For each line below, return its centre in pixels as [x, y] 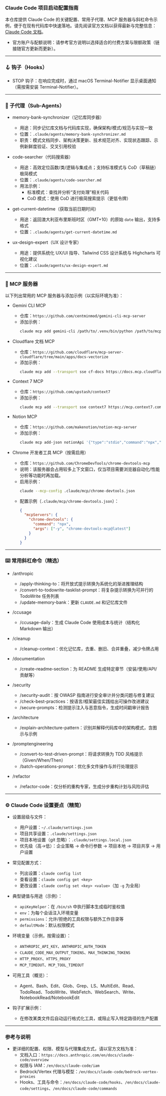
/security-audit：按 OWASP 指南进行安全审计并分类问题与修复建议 [87, 695]
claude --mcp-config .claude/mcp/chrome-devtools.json [77, 491]
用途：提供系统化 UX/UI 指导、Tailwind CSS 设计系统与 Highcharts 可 [90, 253]
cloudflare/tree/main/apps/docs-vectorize [64, 357]
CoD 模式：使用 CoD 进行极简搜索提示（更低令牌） [79, 198]
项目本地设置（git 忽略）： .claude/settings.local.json [76, 840]
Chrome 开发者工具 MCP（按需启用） [50, 452]
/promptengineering [33, 743]
